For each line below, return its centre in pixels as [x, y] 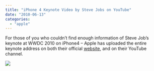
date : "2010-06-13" [26, 14]
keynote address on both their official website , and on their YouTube [76, 48]
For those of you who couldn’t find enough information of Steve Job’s [77, 38]
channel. [14, 54]
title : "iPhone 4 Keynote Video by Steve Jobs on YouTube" [68, 10]
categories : [18, 19]
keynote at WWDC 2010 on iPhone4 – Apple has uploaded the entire [76, 43]
